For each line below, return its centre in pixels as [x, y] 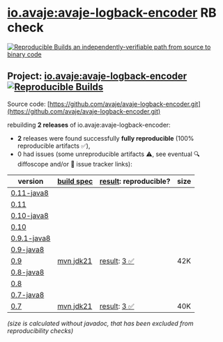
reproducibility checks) [40, 331]
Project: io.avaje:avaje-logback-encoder [97, 76]
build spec [75, 181]
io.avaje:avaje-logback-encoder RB [112, 13]
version [31, 181]
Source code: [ [29, 104]
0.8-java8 [28, 272]
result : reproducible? [135, 181]
